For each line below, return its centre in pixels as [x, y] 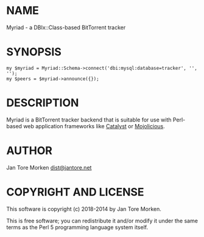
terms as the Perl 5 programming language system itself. [77, 227]
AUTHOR [30, 151]
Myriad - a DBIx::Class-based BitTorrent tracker [66, 27]
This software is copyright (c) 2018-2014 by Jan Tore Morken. [84, 209]
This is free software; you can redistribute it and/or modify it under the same [102, 221]
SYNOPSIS [34, 52]
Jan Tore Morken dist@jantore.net [49, 167]
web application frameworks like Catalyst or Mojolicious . [94, 126]
